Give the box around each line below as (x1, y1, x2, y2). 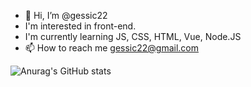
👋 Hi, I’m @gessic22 (24, 10, 108, 21)
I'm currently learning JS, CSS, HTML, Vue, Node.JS (24, 31, 242, 42)
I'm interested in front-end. (24, 20, 137, 32)
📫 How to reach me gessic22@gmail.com (24, 42, 200, 54)
